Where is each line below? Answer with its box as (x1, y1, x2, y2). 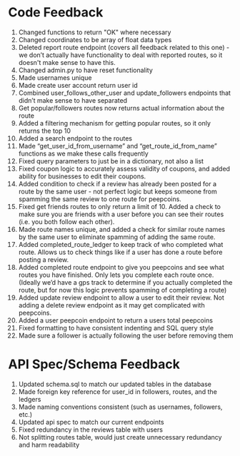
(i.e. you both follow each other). (18, 217, 115, 226)
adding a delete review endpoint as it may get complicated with (18, 300, 206, 309)
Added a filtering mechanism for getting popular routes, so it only (18, 118, 211, 127)
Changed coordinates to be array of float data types (18, 35, 172, 44)
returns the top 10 (18, 126, 71, 135)
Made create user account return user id (18, 81, 138, 89)
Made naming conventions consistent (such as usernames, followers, (18, 402, 223, 411)
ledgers (18, 395, 41, 403)
